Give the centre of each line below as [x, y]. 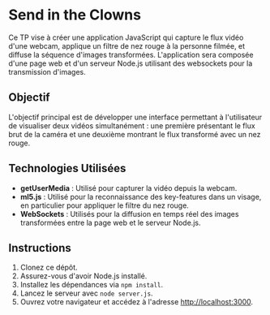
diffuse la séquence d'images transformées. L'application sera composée [131, 54]
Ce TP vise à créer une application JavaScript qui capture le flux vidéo [126, 37]
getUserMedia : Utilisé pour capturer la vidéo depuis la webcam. [129, 188]
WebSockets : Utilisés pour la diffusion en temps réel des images [129, 214]
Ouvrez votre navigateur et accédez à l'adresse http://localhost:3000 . [137, 302]
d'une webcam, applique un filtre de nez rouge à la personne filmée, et [127, 45]
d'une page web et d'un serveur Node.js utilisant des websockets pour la [131, 63]
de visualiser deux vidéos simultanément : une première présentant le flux [132, 125]
